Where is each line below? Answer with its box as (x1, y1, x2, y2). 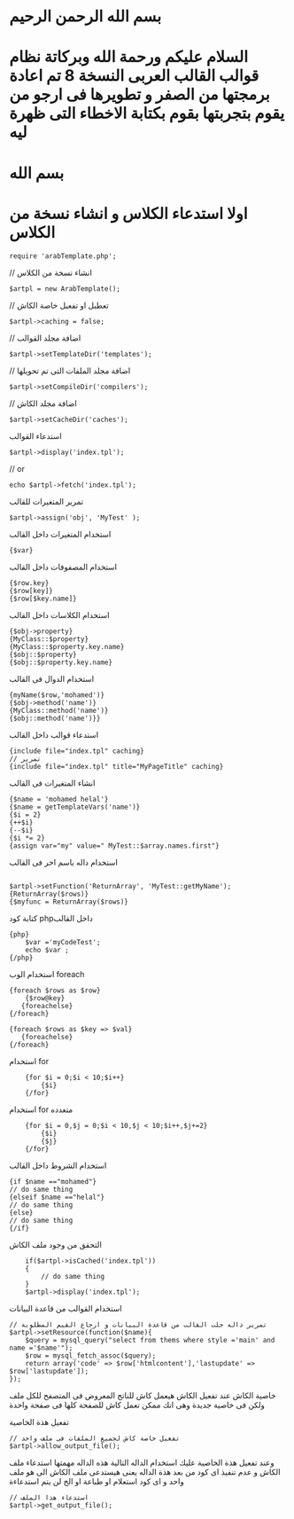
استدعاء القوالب (9, 430, 62, 441)
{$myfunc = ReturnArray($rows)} (9, 897, 128, 906)
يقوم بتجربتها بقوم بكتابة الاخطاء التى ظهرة (9, 104, 285, 123)
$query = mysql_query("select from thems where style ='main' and (25, 1335, 275, 1344)
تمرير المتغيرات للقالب (9, 496, 84, 506)
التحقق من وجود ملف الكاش (9, 1239, 102, 1249)
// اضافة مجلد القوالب (9, 333, 81, 343)
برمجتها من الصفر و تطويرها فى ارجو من (9, 84, 270, 105)
